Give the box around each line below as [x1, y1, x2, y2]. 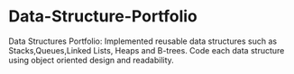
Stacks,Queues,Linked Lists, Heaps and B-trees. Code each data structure [8, 45, 285, 55]
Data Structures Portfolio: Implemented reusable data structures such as [8, 36, 277, 46]
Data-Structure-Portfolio [8, 6, 198, 27]
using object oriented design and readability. [8, 54, 175, 65]
